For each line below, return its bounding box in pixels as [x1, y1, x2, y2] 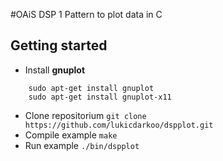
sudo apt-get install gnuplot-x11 [28, 92, 172, 102]
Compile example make [24, 129, 118, 141]
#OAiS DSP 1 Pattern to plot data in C [10, 9, 163, 20]
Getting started [10, 37, 108, 54]
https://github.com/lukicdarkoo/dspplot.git [24, 120, 214, 130]
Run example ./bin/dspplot [24, 139, 140, 151]
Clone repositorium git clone [24, 109, 147, 121]
